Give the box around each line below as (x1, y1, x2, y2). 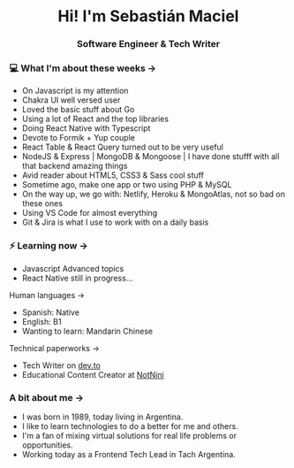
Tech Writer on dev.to (21, 360, 102, 371)
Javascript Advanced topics (21, 263, 124, 273)
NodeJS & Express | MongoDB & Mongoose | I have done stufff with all (21, 151, 280, 162)
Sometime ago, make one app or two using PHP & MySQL (21, 180, 232, 190)
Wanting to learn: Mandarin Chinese (21, 326, 153, 336)
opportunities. (21, 440, 73, 450)
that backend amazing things (21, 161, 128, 172)
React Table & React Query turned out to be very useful (21, 142, 223, 152)
